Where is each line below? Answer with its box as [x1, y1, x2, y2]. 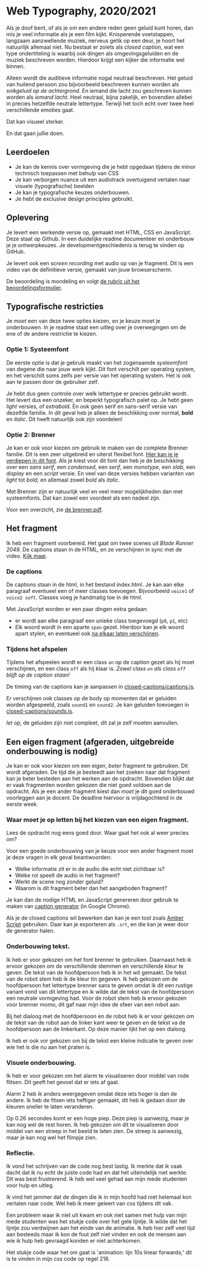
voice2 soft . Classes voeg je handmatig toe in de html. [6, 594, 142, 601]
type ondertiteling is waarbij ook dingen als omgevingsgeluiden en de [6, 49, 179, 57]
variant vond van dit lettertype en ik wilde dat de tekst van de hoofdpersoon [6, 988, 194, 995]
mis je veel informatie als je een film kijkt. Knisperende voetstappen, [6, 30, 175, 37]
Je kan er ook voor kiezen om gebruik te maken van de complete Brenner [6, 444, 188, 451]
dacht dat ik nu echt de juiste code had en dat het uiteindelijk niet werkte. [6, 1169, 188, 1176]
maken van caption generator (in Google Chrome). [6, 903, 131, 910]
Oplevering [6, 213, 49, 223]
